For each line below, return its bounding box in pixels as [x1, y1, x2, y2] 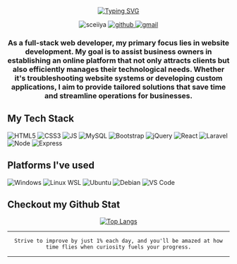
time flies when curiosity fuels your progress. [45, 244, 192, 251]
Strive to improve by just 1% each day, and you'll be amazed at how [13, 237, 224, 245]
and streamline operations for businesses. [44, 90, 193, 100]
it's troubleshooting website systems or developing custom [14, 73, 223, 83]
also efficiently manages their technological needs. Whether [12, 64, 225, 74]
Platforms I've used [7, 160, 95, 172]
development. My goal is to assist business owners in [25, 47, 212, 56]
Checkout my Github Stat [7, 198, 121, 210]
